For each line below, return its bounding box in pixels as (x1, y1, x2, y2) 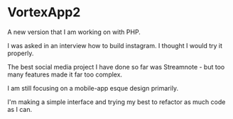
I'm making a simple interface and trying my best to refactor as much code (7, 97, 226, 106)
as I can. (7, 105, 33, 113)
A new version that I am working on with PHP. (7, 28, 141, 36)
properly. (7, 49, 34, 57)
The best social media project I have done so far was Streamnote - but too (7, 62, 225, 71)
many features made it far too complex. (7, 70, 123, 79)
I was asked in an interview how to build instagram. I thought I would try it (7, 41, 222, 50)
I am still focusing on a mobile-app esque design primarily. (7, 84, 179, 92)
